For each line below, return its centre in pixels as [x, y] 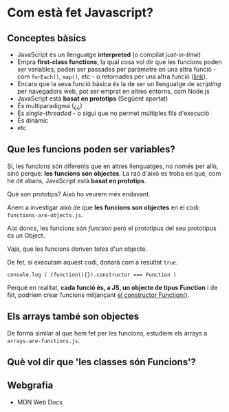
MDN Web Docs [40, 402]
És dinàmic [33, 121]
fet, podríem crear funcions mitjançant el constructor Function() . [98, 295]
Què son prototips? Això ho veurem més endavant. [79, 194]
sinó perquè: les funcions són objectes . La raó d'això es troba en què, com [114, 173]
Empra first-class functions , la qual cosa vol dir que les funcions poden [119, 62]
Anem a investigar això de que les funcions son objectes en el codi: [104, 207]
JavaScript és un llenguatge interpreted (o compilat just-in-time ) [109, 54]
